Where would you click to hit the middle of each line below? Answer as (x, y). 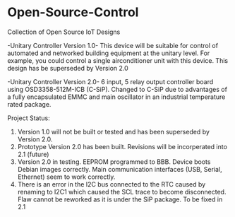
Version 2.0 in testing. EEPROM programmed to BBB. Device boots (114, 162)
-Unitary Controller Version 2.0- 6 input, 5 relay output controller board (110, 81)
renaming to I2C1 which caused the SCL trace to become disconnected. (122, 192)
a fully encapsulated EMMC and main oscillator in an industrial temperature (116, 97)
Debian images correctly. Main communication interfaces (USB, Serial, (120, 169)
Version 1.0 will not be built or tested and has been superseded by (114, 131)
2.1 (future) (33, 154)
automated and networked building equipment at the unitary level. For (109, 53)
